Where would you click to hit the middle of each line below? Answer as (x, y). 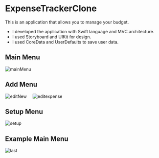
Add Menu (21, 84)
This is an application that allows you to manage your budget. (67, 22)
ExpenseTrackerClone (51, 9)
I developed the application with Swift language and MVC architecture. (83, 31)
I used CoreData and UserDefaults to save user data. (65, 42)
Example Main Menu (37, 139)
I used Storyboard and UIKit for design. (52, 37)
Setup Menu (24, 111)
